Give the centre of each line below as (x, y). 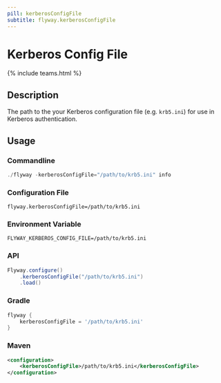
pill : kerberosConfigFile (44, 13)
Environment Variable (44, 224)
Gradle (19, 301)
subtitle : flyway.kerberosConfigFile (61, 20)
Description (33, 95)
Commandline (31, 160)
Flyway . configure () (35, 270)
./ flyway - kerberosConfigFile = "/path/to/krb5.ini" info (89, 175)
